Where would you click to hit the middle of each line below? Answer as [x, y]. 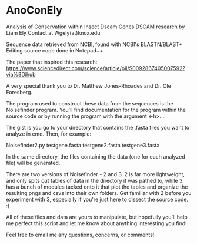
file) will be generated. [33, 163]
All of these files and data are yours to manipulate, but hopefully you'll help [97, 217]
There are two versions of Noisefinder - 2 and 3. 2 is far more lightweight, [96, 174]
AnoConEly [34, 10]
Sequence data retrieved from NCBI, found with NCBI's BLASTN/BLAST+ [94, 44]
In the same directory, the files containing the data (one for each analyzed [96, 156]
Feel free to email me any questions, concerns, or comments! [80, 235]
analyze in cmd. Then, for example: [49, 134]
